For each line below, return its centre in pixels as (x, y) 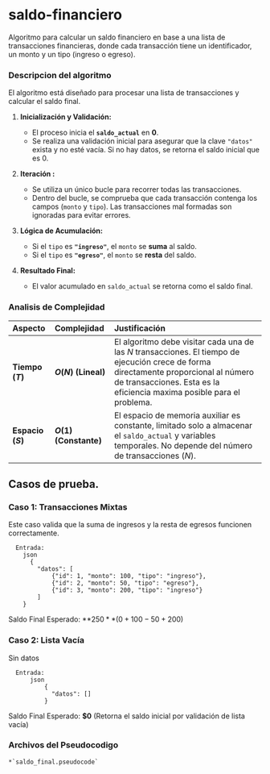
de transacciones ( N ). (155, 456)
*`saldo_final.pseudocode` (53, 762)
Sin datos (24, 658)
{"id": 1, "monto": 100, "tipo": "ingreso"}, (129, 576)
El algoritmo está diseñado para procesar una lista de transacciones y (124, 93)
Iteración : (37, 174)
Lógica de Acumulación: (61, 231)
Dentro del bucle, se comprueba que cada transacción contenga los (145, 198)
